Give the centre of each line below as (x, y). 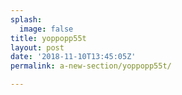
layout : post (37, 47)
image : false (46, 29)
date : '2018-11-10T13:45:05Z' (73, 57)
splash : (26, 19)
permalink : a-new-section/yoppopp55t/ (91, 66)
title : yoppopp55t (48, 38)
